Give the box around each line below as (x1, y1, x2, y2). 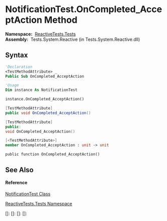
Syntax (5, 51, 28, 60)
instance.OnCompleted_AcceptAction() (5, 97, 85, 102)
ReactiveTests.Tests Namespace (5, 200, 72, 206)
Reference (5, 180, 28, 186)
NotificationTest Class (5, 191, 51, 197)
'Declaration (5, 64, 33, 69)
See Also (5, 165, 34, 174)
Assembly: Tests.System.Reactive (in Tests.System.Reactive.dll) (5, 36, 140, 42)
